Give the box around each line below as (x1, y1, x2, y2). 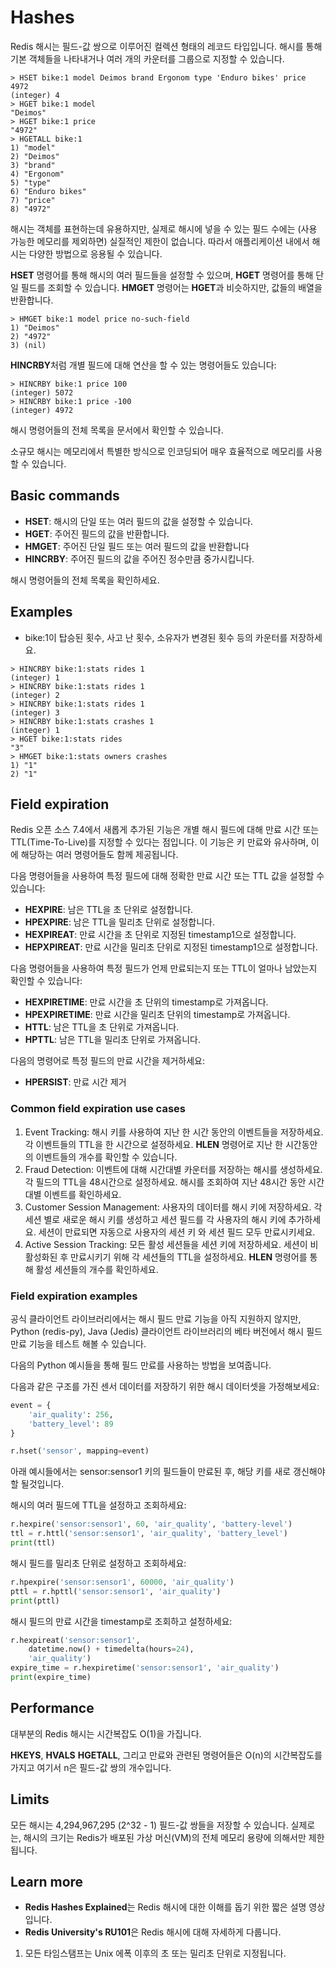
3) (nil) (10, 340, 47, 350)
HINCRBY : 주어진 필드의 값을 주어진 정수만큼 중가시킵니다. (24, 552, 255, 565)
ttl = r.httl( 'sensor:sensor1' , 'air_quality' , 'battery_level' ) (10, 1529, 288, 1539)
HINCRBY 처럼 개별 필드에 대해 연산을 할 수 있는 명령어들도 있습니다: (10, 359, 277, 371)
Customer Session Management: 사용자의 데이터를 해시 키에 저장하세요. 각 (24, 1201, 323, 1213)
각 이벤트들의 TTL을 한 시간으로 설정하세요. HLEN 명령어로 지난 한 (24, 1138, 283, 1150)
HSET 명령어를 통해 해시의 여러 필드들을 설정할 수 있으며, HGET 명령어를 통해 (10, 269, 314, 281)
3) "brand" (10, 160, 56, 170)
